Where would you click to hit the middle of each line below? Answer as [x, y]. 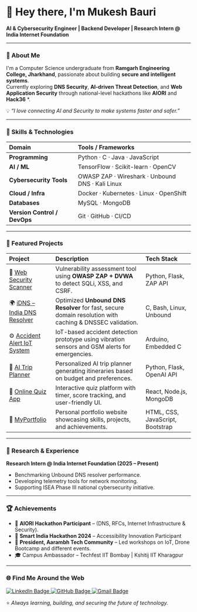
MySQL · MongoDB [104, 202]
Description [72, 258]
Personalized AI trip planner [94, 363]
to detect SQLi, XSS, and [89, 283]
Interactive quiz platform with [96, 388]
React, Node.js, [167, 391]
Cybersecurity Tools [38, 180]
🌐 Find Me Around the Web [45, 578]
